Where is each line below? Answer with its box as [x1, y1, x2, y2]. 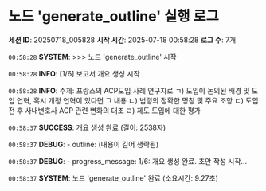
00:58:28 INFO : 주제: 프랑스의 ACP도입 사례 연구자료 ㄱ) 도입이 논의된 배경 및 [8, 85, 250, 95]
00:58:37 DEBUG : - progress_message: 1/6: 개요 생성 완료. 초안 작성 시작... [8, 156, 248, 166]
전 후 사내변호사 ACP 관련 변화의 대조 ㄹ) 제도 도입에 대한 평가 [8, 105, 201, 115]
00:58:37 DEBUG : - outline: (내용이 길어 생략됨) [8, 139, 159, 149]
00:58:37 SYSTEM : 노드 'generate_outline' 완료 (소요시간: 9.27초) [8, 173, 219, 183]
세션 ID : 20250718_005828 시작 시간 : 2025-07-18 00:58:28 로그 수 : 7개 [8, 35, 237, 45]
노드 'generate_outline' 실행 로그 [8, 7, 219, 25]
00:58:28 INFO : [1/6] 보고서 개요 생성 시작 [8, 68, 141, 78]
